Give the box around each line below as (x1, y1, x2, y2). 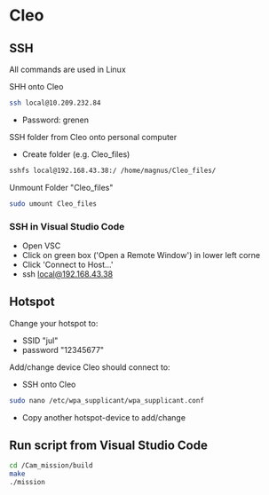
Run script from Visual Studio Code (9, 438, 209, 452)
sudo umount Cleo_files (9, 199, 98, 208)
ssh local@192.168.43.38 (21, 268, 114, 279)
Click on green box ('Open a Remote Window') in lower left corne (21, 249, 260, 260)
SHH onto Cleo (9, 82, 64, 91)
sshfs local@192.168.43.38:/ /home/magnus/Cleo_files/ (9, 166, 217, 175)
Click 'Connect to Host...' (21, 259, 114, 270)
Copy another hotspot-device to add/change (21, 412, 186, 422)
